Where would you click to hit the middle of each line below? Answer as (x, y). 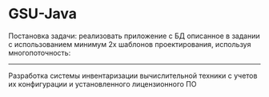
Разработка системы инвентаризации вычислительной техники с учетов (133, 76)
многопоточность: (40, 52)
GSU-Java (43, 14)
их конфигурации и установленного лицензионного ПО (102, 83)
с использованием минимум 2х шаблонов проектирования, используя (130, 44)
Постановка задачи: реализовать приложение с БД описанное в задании (134, 36)
